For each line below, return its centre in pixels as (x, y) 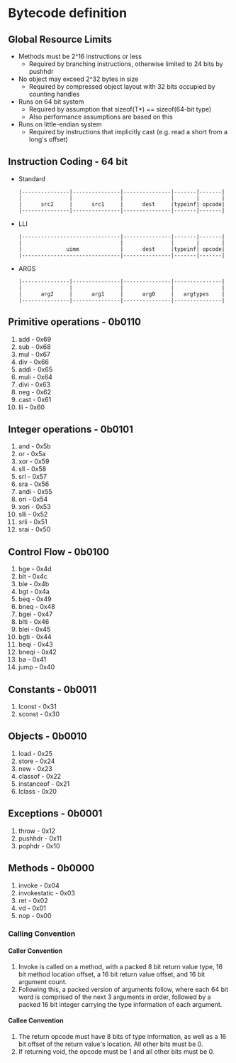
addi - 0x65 (35, 369)
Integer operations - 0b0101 (71, 430)
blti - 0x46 (34, 622)
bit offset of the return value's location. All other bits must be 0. (111, 1044)
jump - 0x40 (36, 667)
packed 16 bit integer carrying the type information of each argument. (120, 1004)
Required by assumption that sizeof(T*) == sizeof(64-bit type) (120, 109)
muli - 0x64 (35, 377)
